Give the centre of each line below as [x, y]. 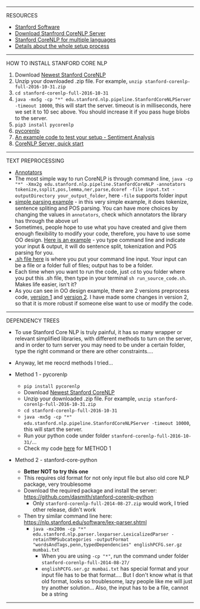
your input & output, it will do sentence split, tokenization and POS [96, 246]
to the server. [31, 118]
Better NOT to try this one [56, 472]
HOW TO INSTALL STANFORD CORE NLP [57, 63]
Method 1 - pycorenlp [41, 374]
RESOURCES [22, 15]
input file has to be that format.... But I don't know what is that [117, 575]
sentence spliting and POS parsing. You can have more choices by [96, 208]
